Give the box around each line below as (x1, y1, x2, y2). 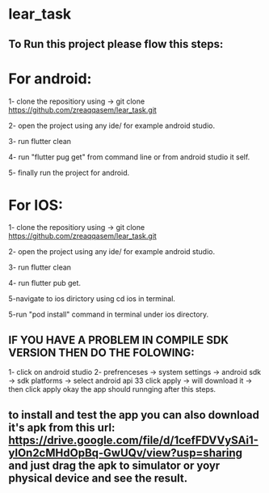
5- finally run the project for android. (8, 168, 130, 177)
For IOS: (8, 196, 63, 215)
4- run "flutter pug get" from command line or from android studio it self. (8, 151, 250, 162)
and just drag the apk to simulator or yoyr (8, 458, 221, 472)
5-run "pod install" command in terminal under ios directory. (8, 309, 209, 320)
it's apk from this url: (8, 420, 116, 434)
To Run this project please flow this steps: (8, 37, 224, 51)
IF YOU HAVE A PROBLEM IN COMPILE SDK (8, 333, 229, 346)
